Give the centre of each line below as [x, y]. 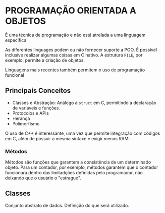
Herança [21, 118]
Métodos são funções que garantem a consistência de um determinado [78, 162]
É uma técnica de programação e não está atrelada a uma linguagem [75, 35]
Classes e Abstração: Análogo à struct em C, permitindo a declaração [84, 103]
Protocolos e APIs [30, 113]
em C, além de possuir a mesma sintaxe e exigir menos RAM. [68, 138]
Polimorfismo [26, 123]
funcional [15, 75]
